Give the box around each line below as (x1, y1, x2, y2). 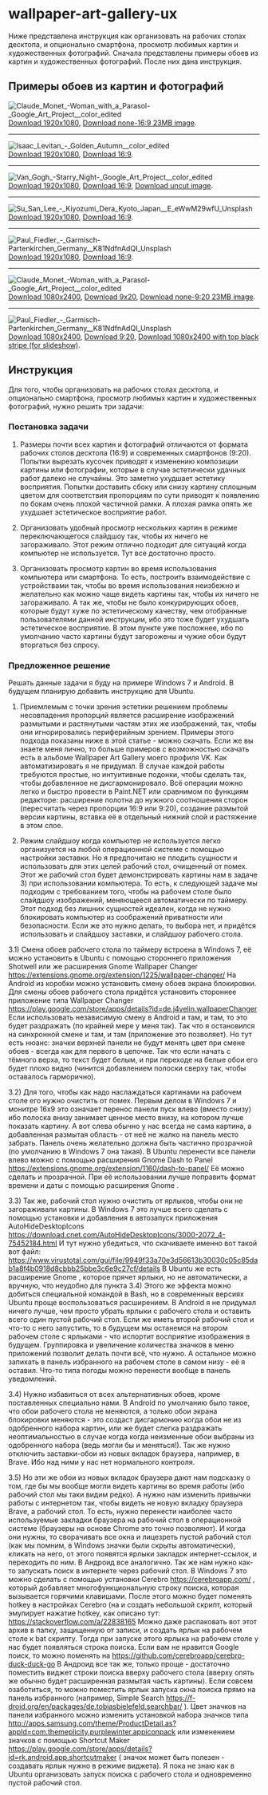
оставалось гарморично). (8, 1072, 97, 1082)
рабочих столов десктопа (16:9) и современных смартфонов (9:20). (19, 448, 251, 457)
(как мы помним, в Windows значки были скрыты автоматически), (8, 1541, 236, 1550)
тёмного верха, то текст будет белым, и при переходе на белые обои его (8, 1055, 258, 1065)
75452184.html (8, 1238, 57, 1249)
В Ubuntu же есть (162, 1264, 222, 1273)
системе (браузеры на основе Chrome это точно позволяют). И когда (8, 1524, 246, 1533)
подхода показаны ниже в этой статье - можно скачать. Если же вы (19, 736, 254, 746)
